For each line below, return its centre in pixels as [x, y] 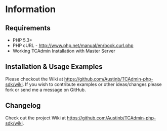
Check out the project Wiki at [36, 118]
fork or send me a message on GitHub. [46, 90]
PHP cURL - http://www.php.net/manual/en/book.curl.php [73, 46]
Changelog [23, 105]
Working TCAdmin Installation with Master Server [64, 51]
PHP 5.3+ [23, 40]
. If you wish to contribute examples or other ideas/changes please [92, 84]
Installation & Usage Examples [54, 67]
